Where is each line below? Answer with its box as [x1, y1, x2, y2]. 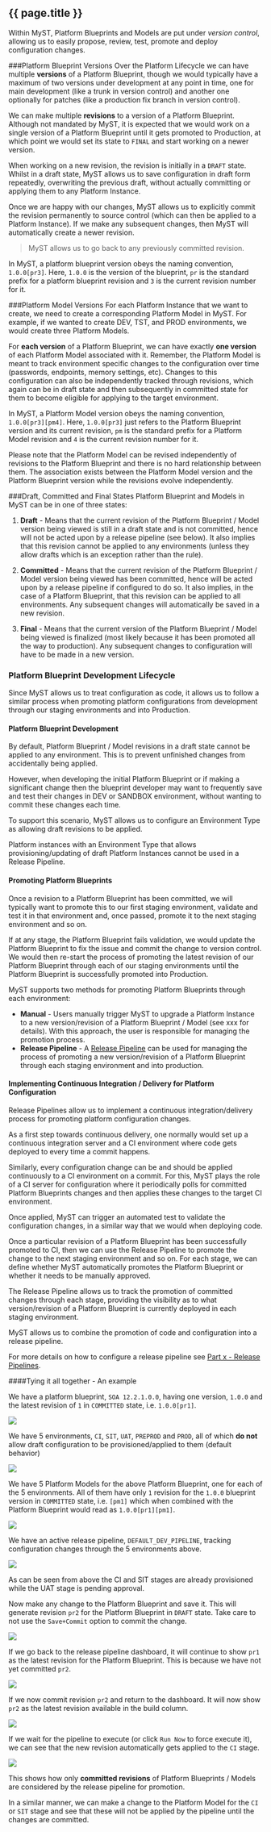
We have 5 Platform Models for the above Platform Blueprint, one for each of [8, 1479, 263, 1488]
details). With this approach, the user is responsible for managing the [19, 1026, 250, 1036]
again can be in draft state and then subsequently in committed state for [8, 384, 248, 394]
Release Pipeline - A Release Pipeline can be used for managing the [19, 1043, 248, 1053]
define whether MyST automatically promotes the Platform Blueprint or [8, 1262, 244, 1271]
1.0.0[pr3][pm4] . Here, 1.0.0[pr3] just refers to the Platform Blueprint [8, 417, 242, 427]
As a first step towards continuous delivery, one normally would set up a [8, 1129, 248, 1139]
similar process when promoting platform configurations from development [8, 697, 258, 707]
